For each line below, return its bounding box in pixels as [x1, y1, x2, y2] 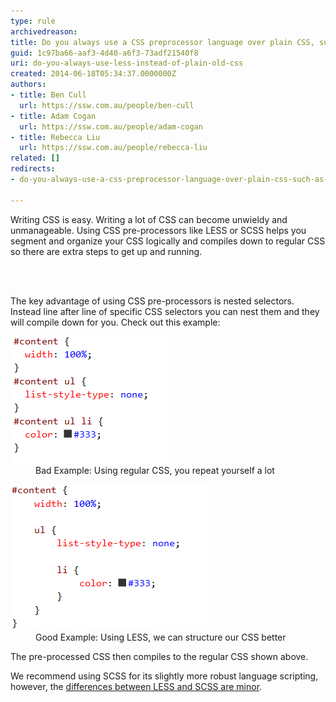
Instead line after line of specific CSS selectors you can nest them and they [10, 305, 320, 317]
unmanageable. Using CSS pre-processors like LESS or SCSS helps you [10, 224, 307, 236]
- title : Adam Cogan [10, 111, 97, 121]
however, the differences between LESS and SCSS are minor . [10, 680, 263, 692]
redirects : [10, 164, 56, 174]
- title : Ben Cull [10, 90, 87, 100]
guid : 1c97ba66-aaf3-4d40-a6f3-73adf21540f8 [10, 48, 199, 58]
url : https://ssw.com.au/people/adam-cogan [19, 121, 203, 132]
